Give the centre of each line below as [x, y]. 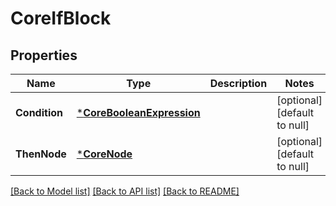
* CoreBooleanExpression [138, 112]
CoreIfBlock [61, 18]
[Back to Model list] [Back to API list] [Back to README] [125, 191]
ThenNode [41, 154]
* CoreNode [104, 154]
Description [238, 83]
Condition [39, 112]
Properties [44, 55]
